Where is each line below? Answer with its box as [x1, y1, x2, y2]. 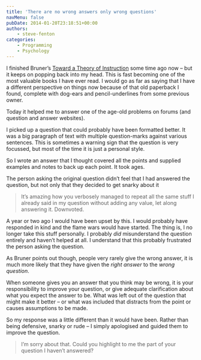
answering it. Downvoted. [20, 206, 85, 213]
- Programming [17, 43, 52, 49]
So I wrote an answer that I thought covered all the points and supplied [6, 157, 181, 164]
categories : [6, 37, 36, 43]
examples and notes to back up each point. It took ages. [6, 163, 145, 170]
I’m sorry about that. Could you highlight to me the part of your [20, 340, 176, 347]
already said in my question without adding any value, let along [20, 199, 177, 206]
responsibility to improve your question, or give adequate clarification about [6, 285, 194, 292]
